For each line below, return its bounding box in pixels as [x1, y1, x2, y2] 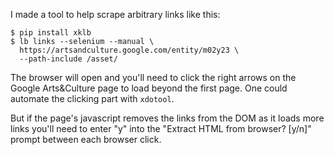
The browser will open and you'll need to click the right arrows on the [10, 72, 297, 83]
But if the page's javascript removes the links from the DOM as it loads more [10, 112, 325, 124]
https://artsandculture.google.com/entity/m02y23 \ [19, 45, 240, 55]
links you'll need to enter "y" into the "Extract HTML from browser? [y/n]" [10, 123, 312, 134]
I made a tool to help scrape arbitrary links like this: [10, 9, 221, 20]
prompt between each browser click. [10, 134, 162, 145]
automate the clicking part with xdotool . [10, 93, 175, 104]
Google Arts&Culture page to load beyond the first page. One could [10, 82, 288, 94]
